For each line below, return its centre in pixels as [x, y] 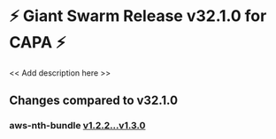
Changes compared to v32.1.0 [94, 101]
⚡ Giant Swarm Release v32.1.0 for [138, 16]
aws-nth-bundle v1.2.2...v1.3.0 [77, 126]
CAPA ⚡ [38, 43]
